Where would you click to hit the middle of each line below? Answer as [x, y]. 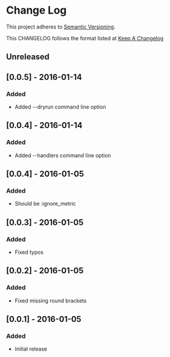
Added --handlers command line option [63, 155]
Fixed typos [29, 252]
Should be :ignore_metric [45, 204]
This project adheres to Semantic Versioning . [61, 27]
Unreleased [28, 57]
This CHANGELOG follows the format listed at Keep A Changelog [85, 38]
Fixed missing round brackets [50, 301]
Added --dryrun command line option [60, 107]
